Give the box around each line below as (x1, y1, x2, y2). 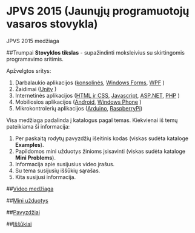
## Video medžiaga (6, 185, 54, 192)
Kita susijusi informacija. (15, 173, 76, 180)
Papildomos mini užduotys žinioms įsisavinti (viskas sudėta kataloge (15, 147, 186, 155)
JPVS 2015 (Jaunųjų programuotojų (6, 4, 190, 18)
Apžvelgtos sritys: (6, 67, 51, 74)
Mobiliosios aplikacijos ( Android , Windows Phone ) (15, 98, 142, 106)
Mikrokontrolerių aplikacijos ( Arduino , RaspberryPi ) (15, 104, 143, 112)
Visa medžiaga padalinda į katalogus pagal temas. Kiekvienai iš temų (6, 116, 178, 124)
